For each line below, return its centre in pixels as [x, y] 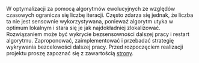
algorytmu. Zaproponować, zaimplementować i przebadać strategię [90, 40]
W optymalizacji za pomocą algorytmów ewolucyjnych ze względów [91, 9]
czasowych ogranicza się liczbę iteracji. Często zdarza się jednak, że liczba [100, 15]
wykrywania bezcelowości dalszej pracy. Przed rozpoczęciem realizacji [95, 47]
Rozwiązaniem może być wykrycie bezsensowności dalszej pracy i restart [98, 34]
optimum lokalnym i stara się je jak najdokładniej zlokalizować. [84, 28]
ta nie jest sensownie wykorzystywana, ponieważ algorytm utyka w [90, 21]
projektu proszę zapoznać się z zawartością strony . [70, 53]
